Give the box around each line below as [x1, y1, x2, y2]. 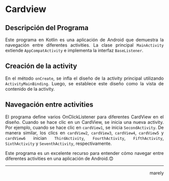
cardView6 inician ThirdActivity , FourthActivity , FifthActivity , [5, 135, 164, 141]
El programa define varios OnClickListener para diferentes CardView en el [5, 114, 164, 120]
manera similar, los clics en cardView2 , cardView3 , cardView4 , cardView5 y [5, 129, 164, 136]
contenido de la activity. [5, 86, 55, 92]
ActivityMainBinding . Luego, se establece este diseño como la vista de [5, 80, 164, 86]
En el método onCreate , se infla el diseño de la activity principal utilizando [5, 75, 164, 81]
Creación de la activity [5, 62, 77, 71]
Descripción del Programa [5, 24, 89, 32]
